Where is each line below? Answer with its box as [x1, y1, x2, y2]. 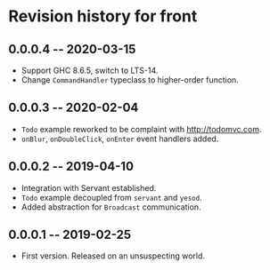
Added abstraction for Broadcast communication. [20, 202, 201, 212]
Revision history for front [8, 6, 198, 27]
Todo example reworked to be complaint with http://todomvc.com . [20, 123, 262, 134]
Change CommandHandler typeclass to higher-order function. [20, 75, 240, 85]
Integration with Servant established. [20, 182, 157, 193]
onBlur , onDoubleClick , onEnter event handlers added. [20, 133, 219, 144]
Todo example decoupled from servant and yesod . [20, 192, 202, 202]
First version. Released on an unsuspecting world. [20, 250, 206, 261]
